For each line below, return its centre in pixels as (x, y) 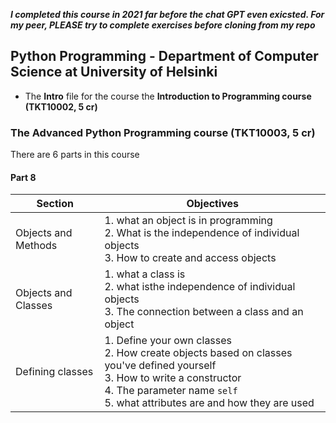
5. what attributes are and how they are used (209, 403)
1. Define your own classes (168, 341)
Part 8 (23, 177)
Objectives (213, 204)
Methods (36, 246)
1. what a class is (145, 274)
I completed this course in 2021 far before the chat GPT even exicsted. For (167, 14)
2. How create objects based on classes (198, 353)
